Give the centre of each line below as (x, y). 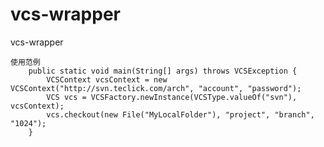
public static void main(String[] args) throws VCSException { (163, 71)
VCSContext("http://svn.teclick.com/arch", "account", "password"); (156, 88)
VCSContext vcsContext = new (107, 79)
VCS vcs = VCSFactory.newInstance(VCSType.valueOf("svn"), (172, 97)
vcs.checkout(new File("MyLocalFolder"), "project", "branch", (180, 114)
